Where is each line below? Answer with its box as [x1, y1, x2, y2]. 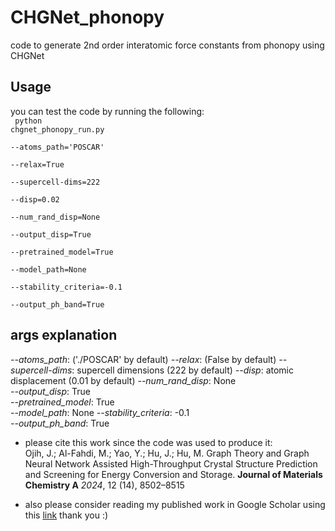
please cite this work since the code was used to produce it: [24, 436, 273, 448]
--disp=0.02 [10, 194, 60, 205]
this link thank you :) [24, 509, 109, 521]
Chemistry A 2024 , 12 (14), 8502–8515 [24, 479, 185, 491]
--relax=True [10, 159, 65, 170]
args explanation [10, 327, 118, 344]
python [14, 116, 43, 126]
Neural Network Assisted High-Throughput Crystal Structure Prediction [24, 457, 318, 470]
